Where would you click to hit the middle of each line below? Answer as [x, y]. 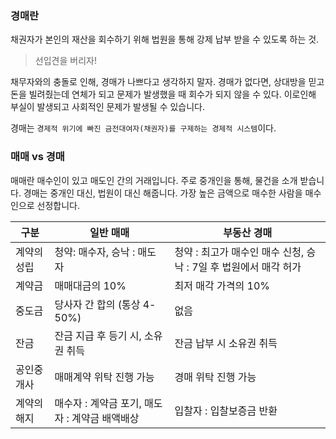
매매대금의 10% [90, 285]
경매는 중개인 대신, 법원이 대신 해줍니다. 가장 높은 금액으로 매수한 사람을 [163, 193]
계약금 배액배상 [105, 418]
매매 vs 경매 [37, 157]
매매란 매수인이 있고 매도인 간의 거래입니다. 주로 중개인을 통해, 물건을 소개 [154, 180]
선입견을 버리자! [65, 61]
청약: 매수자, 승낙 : [95, 252]
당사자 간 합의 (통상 [97, 304]
